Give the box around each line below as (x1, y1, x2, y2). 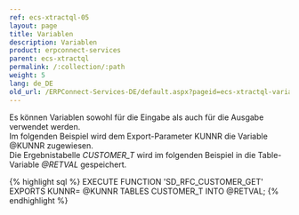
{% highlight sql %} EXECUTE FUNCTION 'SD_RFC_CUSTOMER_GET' (9, 176, 264, 187)
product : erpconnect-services (9, 46, 122, 55)
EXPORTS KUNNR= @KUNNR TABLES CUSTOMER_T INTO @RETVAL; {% (9, 186, 279, 196)
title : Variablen (9, 29, 74, 38)
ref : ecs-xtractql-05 (9, 12, 90, 22)
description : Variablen (9, 37, 98, 47)
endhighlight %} (9, 195, 69, 205)
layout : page (9, 21, 58, 30)
